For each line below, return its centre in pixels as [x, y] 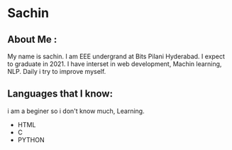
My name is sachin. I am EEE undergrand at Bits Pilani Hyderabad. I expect [116, 56]
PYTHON [31, 139]
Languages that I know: [60, 94]
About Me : [32, 39]
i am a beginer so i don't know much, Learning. [76, 111]
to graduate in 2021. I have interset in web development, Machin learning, [115, 64]
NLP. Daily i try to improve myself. [57, 71]
